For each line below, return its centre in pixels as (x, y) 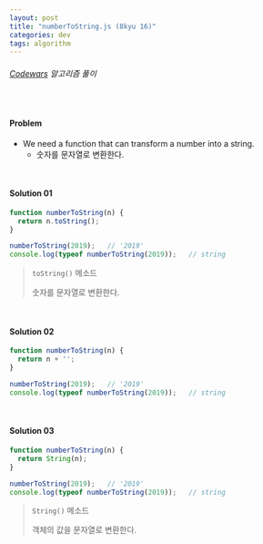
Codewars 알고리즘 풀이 (53, 73)
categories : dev (40, 35)
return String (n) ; (53, 458)
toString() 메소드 (64, 273)
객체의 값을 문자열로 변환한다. (84, 530)
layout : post (34, 18)
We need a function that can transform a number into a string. (138, 143)
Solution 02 (32, 331)
